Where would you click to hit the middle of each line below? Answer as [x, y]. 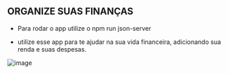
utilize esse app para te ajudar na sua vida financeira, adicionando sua [119, 42]
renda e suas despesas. [52, 49]
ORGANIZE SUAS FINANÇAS [71, 12]
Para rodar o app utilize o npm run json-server [84, 28]
